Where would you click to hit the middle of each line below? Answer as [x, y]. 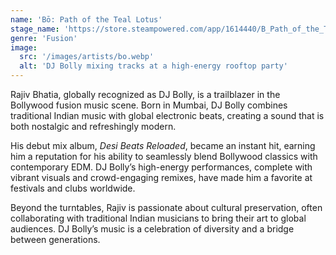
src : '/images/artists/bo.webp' [87, 57]
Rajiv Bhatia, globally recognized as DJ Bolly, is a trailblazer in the [145, 94]
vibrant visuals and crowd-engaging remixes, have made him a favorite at [161, 177]
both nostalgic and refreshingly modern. [93, 126]
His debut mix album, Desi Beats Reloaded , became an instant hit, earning [163, 145]
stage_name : [35, 29]
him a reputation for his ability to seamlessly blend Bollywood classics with [164, 156]
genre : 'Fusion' [44, 38]
